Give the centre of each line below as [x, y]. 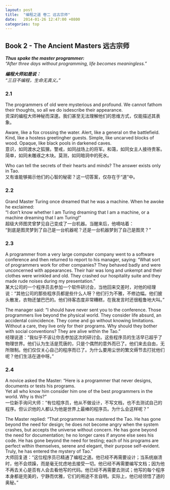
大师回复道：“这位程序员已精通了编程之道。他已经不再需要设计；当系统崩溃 [84, 457]
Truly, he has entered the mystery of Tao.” [49, 451]
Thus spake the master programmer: [45, 58]
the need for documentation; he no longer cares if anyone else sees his [80, 435]
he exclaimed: [20, 207]
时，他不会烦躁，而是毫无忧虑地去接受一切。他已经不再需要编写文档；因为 [83, 464]
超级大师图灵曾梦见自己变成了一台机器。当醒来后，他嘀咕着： [70, 223]
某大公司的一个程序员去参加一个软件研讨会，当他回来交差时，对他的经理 [80, 287]
